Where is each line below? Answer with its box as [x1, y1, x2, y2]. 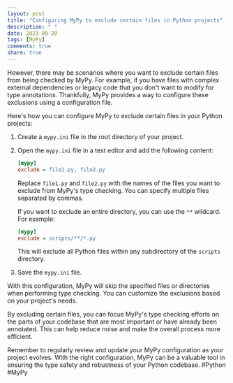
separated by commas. [17, 194, 84, 202]
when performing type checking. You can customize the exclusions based [7, 289, 220, 298]
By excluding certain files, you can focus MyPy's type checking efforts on [7, 310, 220, 319]
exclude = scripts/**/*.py [17, 235, 96, 242]
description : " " [7, 23, 58, 30]
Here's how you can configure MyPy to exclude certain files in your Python [7, 111, 223, 120]
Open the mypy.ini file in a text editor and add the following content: [17, 146, 214, 154]
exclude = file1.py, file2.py [17, 166, 106, 173]
